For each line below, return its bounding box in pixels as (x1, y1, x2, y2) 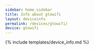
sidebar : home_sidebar (5, 7, 52, 12)
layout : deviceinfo (5, 16, 46, 21)
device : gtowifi (5, 26, 39, 31)
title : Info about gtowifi (5, 12, 61, 17)
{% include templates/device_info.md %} (5, 39, 90, 45)
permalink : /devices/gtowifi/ (5, 21, 68, 26)
